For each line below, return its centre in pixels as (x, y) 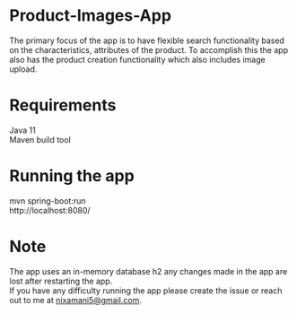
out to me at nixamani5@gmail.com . (75, 300)
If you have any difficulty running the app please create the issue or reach (146, 290)
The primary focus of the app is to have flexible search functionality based (147, 40)
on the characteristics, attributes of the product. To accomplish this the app (149, 49)
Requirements (63, 105)
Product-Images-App (91, 16)
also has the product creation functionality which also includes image (138, 59)
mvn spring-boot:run (48, 201)
